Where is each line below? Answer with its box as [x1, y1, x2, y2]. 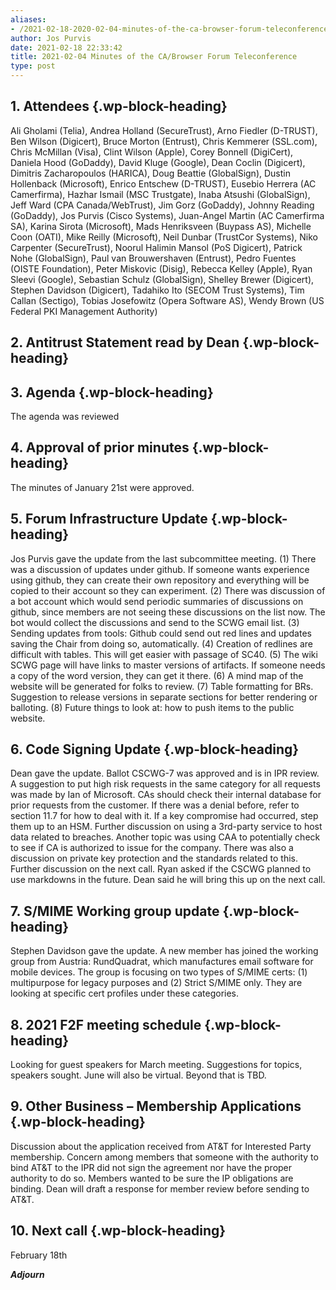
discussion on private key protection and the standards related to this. [10, 852, 298, 865]
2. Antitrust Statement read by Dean [10, 334, 240, 351]
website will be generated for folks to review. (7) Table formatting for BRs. [10, 680, 314, 692]
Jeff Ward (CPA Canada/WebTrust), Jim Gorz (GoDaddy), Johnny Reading [10, 199, 315, 211]
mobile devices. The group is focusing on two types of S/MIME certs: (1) [10, 966, 308, 978]
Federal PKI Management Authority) [10, 305, 158, 317]
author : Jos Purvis [10, 33, 92, 43]
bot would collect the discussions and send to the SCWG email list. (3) [10, 616, 300, 628]
